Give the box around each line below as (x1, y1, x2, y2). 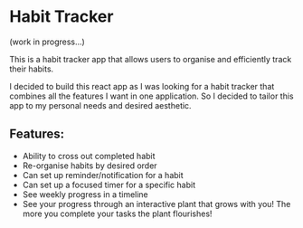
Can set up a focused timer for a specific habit (22, 179, 196, 190)
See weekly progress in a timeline (22, 188, 149, 200)
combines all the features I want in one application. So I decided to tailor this (9, 90, 294, 101)
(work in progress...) (9, 36, 86, 47)
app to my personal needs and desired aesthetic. (9, 100, 192, 110)
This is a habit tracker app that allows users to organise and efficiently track (9, 53, 292, 64)
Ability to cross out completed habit (22, 150, 156, 161)
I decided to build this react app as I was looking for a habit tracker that (9, 81, 275, 91)
